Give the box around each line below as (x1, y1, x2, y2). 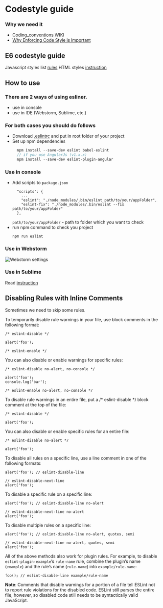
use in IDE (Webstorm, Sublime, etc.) (12, 109, 87, 116)
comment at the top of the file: (5, 402, 67, 407)
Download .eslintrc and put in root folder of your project (12, 133, 125, 139)
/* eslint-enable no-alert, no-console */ (5, 388, 93, 393)
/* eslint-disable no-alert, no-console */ (5, 366, 95, 371)
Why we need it (5, 21, 43, 28)
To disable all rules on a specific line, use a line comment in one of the (5, 455, 147, 461)
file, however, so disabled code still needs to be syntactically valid (5, 592, 139, 598)
